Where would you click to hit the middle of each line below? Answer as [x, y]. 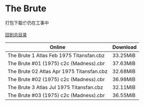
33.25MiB [124, 55]
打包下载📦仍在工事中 [27, 23]
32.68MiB [124, 71]
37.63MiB [124, 63]
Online [57, 47]
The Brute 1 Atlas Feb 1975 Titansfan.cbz [56, 55]
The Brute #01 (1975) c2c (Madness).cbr [56, 63]
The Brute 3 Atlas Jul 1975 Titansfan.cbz [55, 87]
